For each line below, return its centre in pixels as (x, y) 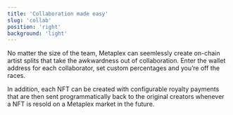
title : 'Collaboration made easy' (58, 14)
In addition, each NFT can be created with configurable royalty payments (113, 89)
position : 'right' (34, 27)
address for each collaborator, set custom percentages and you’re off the (114, 68)
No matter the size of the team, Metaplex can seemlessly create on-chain (114, 53)
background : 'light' (38, 33)
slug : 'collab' (30, 20)
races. (17, 76)
